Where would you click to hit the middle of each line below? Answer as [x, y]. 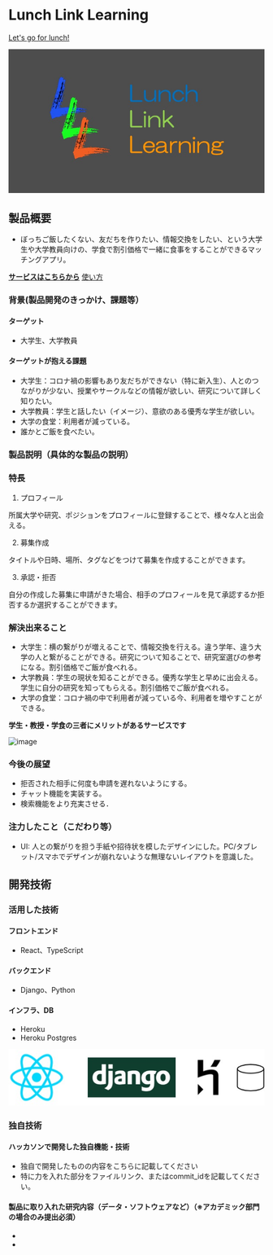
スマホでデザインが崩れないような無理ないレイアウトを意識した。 [147, 856]
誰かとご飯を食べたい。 [59, 431]
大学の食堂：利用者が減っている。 [77, 421]
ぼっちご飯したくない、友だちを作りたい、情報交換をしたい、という [134, 239]
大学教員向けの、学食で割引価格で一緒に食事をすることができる [141, 249]
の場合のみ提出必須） [44, 1217]
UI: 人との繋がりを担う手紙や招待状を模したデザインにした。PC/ [128, 846]
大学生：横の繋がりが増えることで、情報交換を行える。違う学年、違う [137, 647]
